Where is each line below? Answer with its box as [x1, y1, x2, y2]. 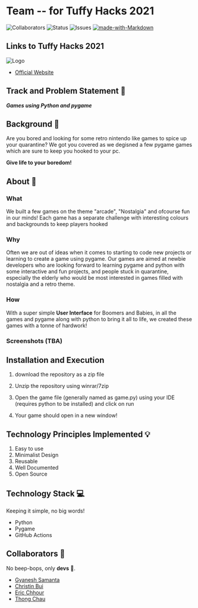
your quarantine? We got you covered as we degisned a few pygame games [6, 141, 192, 149]
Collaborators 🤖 [6, 549, 65, 559]
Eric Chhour [14, 589, 45, 596]
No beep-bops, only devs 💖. [6, 564, 76, 572]
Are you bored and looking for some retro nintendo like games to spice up [6, 135, 187, 142]
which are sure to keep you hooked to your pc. [6, 147, 121, 155]
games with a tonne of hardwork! [6, 322, 87, 329]
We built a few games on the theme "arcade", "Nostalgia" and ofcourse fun [6, 208, 190, 215]
